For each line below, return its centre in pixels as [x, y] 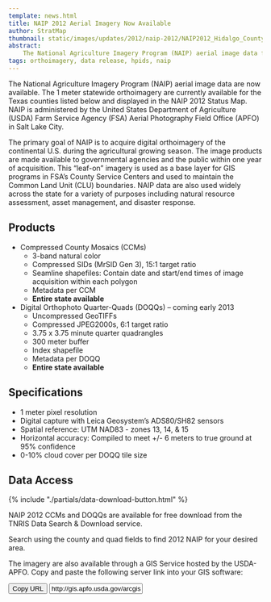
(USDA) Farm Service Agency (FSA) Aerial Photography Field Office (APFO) [134, 118]
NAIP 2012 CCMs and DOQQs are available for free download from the [125, 515]
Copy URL [28, 589]
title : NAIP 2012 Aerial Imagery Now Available [90, 23]
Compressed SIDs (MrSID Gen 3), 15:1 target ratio [114, 264]
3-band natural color [66, 256]
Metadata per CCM [64, 290]
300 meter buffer [60, 341]
